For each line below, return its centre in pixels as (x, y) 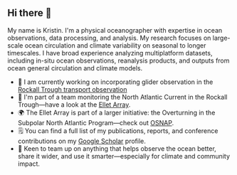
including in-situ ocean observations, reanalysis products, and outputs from (118, 60)
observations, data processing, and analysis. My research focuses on (109, 38)
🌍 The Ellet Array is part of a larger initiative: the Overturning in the (116, 112)
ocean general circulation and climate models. (75, 68)
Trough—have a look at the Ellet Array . (74, 105)
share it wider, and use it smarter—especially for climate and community (123, 156)
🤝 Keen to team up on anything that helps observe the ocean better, (117, 148)
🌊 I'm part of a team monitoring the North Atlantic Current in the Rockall (122, 97)
